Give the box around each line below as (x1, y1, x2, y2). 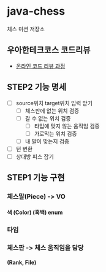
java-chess (7, 4, 66, 18)
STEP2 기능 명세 (7, 82, 67, 92)
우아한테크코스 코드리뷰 (7, 45, 91, 56)
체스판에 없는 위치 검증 (25, 107, 80, 114)
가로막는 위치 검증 (34, 130, 77, 137)
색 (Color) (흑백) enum (7, 208, 63, 216)
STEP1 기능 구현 (7, 172, 65, 183)
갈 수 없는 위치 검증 (25, 114, 71, 122)
